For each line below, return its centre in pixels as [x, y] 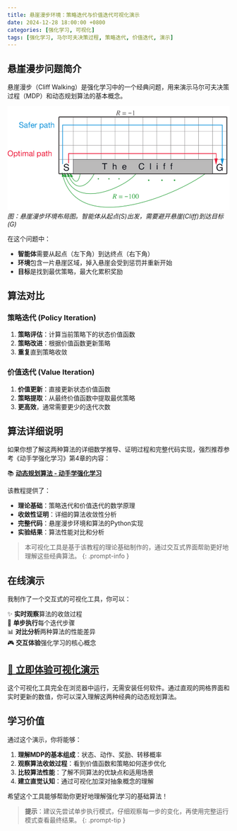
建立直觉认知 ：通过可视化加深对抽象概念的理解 [85, 781]
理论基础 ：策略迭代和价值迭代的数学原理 [76, 505]
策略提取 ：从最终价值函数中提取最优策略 [76, 398]
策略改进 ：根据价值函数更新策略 [64, 343]
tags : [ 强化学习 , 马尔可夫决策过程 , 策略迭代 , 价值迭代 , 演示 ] [91, 38]
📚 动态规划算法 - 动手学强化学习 [55, 474]
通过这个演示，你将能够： [44, 739]
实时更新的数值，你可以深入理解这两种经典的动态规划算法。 [94, 697]
